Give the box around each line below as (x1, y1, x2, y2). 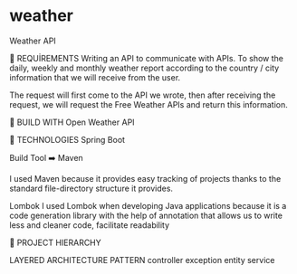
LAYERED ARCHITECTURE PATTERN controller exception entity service (9, 254, 275, 265)
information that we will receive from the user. (9, 71, 181, 82)
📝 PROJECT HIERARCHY (9, 237, 101, 248)
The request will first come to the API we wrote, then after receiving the (9, 90, 276, 100)
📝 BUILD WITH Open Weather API (9, 117, 135, 128)
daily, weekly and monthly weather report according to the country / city (9, 62, 280, 73)
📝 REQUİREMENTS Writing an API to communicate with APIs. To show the (9, 52, 283, 63)
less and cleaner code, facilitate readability (9, 219, 170, 231)
